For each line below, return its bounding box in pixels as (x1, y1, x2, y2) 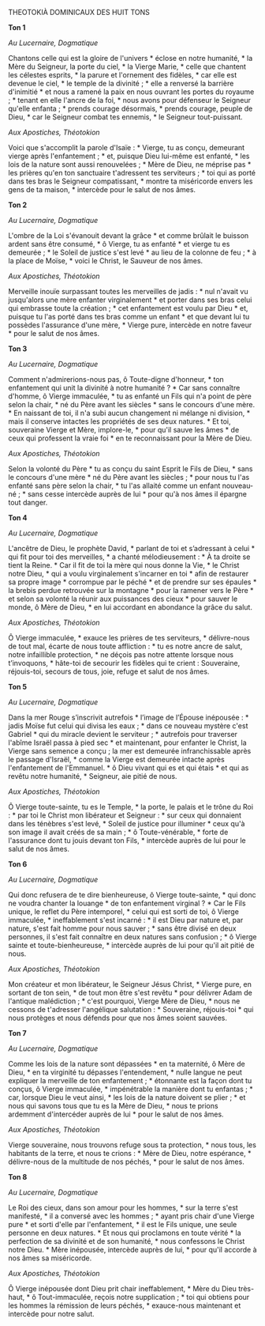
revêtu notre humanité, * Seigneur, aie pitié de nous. (8, 772, 177, 780)
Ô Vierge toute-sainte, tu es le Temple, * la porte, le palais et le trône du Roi (8, 803, 254, 811)
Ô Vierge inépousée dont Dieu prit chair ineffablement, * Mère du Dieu (8, 1284, 237, 1293)
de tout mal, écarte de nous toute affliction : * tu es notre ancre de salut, (8, 641, 243, 651)
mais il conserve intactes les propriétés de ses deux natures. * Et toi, (8, 417, 231, 426)
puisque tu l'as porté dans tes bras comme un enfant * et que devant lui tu (8, 312, 250, 321)
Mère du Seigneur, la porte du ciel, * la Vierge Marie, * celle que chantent (8, 62, 247, 71)
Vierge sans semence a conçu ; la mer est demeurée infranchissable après (8, 746, 252, 755)
